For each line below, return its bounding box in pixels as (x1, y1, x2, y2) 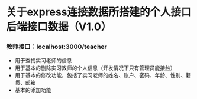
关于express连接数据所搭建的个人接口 (6, 5, 192, 19)
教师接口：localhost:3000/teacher (6, 42, 108, 51)
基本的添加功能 (14, 87, 51, 94)
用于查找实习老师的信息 (14, 57, 72, 64)
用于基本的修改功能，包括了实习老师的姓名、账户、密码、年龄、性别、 (14, 72, 186, 79)
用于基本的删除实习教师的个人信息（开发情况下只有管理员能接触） (14, 64, 176, 71)
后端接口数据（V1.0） (6, 20, 112, 34)
